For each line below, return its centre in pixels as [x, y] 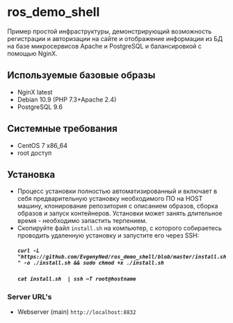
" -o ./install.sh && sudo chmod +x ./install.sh [91, 263]
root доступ [34, 153]
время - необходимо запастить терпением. [82, 221]
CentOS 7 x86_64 [42, 145]
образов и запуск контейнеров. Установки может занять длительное [120, 213]
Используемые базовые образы [81, 75]
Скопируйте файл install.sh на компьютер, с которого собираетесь [120, 228]
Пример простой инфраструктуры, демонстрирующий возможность [110, 31]
